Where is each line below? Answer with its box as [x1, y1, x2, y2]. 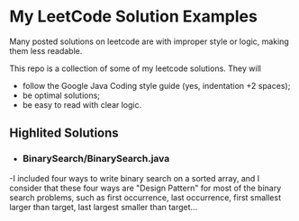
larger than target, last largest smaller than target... [9, 201, 198, 212]
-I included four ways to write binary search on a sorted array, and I [9, 172, 260, 183]
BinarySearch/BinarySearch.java [22, 153, 170, 165]
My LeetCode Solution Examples [9, 6, 258, 27]
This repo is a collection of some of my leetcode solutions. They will [9, 63, 261, 74]
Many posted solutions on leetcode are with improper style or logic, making [9, 36, 290, 47]
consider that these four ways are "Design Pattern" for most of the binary [9, 182, 282, 193]
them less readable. [9, 45, 83, 56]
